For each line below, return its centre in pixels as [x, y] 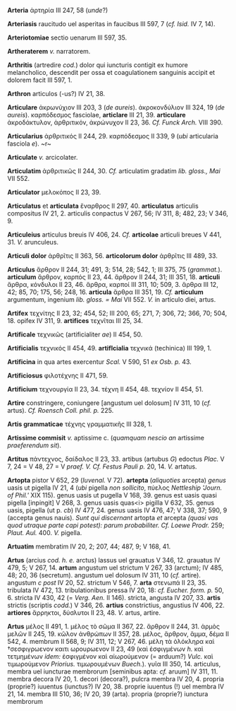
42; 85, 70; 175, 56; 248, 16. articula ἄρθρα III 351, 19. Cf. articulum [106, 292]
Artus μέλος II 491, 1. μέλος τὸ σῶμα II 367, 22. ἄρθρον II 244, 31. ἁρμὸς [114, 626]
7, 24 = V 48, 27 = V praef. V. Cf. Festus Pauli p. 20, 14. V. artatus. [102, 466]
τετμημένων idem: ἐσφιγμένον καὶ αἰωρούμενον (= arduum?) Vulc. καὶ [110, 656]
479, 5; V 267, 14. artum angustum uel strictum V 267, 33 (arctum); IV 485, [116, 568]
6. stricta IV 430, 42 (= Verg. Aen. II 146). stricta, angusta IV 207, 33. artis [114, 598]
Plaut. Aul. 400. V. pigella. [45, 533]
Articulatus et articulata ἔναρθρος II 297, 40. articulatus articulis [103, 206]
